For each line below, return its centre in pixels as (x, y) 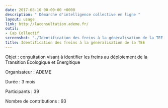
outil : (12, 29)
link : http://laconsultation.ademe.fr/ (47, 24)
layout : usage (20, 19)
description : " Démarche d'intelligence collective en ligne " (73, 15)
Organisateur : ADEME (28, 72)
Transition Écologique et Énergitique (43, 62)
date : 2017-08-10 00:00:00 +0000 (40, 10)
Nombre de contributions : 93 (36, 101)
